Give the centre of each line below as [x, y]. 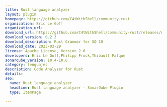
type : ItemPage [25, 92]
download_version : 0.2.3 [31, 37]
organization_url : [24, 28]
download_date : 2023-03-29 [33, 46]
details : [14, 74]
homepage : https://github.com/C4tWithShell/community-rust [68, 19]
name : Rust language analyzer [41, 83]
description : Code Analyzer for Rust [44, 70]
